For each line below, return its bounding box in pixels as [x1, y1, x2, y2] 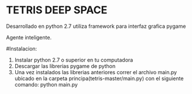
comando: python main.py [14, 81, 78, 88]
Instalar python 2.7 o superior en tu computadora [14, 56, 133, 63]
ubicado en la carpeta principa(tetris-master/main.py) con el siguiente [14, 75, 184, 82]
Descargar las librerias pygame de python [14, 62, 116, 70]
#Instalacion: [6, 45, 37, 52]
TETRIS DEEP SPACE [6, 3, 108, 17]
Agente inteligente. [6, 34, 52, 41]
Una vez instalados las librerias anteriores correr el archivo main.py [14, 68, 177, 75]
